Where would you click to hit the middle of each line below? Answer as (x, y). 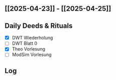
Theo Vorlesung (29, 49)
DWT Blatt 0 (24, 43)
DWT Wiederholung (32, 38)
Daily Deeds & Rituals (39, 26)
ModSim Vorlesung (32, 54)
